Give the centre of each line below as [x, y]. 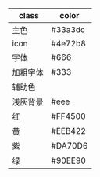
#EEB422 [68, 131]
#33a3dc [68, 29]
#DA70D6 [70, 146]
